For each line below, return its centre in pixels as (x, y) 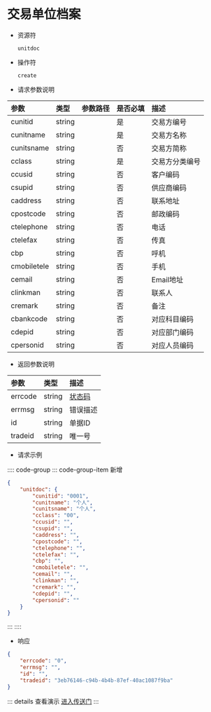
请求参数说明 (36, 89)
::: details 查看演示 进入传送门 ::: (53, 701)
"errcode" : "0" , (44, 661)
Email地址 (167, 280)
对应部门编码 (173, 332)
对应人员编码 (173, 345)
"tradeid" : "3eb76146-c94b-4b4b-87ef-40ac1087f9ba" (96, 680)
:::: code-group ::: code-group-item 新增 (65, 470)
